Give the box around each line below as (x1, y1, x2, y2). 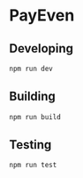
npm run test (9, 161, 57, 170)
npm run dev (9, 64, 53, 73)
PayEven (9, 5, 75, 26)
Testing (9, 137, 52, 152)
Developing (9, 41, 73, 56)
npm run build (9, 112, 62, 121)
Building (9, 89, 56, 104)
